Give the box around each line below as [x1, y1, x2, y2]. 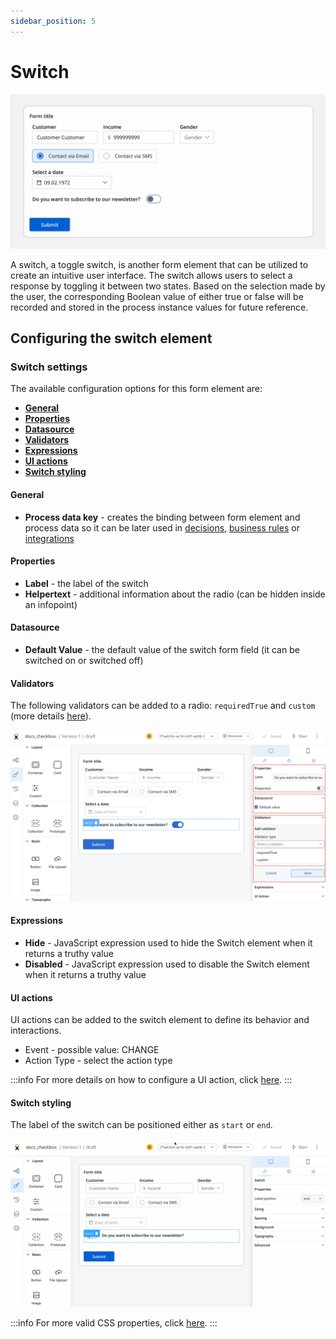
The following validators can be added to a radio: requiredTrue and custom [10, 700, 316, 712]
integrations [24, 532, 75, 544]
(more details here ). [10, 710, 92, 722]
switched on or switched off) [24, 654, 144, 666]
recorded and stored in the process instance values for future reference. [10, 301, 309, 313]
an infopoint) [24, 598, 78, 610]
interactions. [10, 1025, 62, 1037]
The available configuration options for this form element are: [10, 383, 263, 395]
